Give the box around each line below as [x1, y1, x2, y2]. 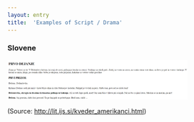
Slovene [7, 43, 37, 53]
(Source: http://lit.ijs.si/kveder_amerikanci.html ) [7, 107, 147, 116]
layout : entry [7, 11, 50, 18]
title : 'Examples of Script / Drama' [7, 18, 123, 26]
